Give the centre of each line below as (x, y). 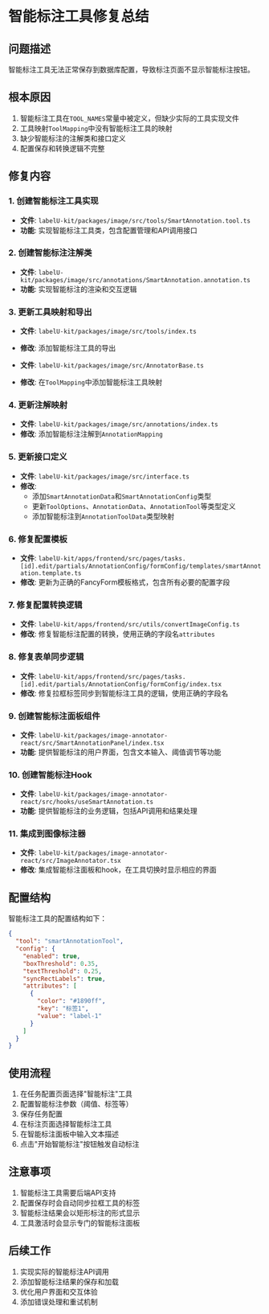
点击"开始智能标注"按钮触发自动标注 (79, 1144)
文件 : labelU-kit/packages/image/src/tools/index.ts (108, 331)
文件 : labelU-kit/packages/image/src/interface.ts (105, 476)
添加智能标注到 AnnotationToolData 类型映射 (103, 516)
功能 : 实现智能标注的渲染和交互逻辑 (78, 289)
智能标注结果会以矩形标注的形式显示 (80, 1213)
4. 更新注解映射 (38, 405)
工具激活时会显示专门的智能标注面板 (80, 1222)
